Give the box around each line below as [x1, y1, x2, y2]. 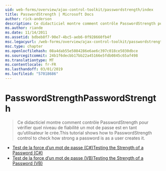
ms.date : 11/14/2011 [5, 30, 48, 35]
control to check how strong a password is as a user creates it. [17, 135, 145, 141]
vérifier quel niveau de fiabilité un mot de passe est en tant [17, 124, 137, 131]
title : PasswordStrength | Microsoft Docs [5, 12, 94, 17]
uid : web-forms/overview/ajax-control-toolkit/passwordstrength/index [5, 7, 154, 12]
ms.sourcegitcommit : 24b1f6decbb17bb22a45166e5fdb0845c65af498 [5, 53, 138, 58]
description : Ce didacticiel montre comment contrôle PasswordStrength [5, 21, 156, 26]
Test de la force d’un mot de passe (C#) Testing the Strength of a [12, 144, 144, 150]
